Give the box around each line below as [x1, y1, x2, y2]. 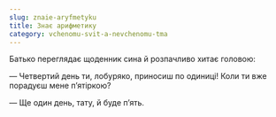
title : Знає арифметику [9, 21, 97, 30]
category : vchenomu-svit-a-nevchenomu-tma [9, 29, 168, 38]
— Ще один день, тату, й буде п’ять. [9, 97, 144, 108]
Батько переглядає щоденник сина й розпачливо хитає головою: [9, 54, 257, 65]
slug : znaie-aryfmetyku [9, 12, 97, 22]
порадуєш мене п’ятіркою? [9, 81, 111, 91]
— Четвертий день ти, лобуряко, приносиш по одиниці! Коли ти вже [9, 71, 267, 82]
